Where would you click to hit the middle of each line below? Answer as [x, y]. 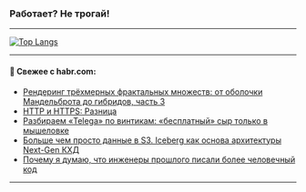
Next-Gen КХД [51, 149]
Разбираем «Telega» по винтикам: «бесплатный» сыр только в [145, 120]
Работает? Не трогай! [60, 14]
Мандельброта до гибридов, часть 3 [94, 101]
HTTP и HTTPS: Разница [70, 111]
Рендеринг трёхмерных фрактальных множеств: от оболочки [143, 91]
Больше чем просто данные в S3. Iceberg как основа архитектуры [152, 140]
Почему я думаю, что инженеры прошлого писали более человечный [159, 159]
